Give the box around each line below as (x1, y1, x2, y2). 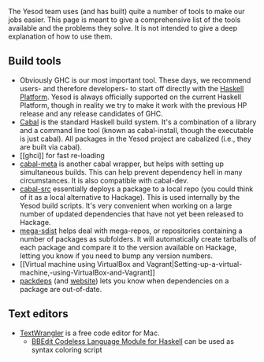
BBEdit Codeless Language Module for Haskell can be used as (31, 336, 235, 345)
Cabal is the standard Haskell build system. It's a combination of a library (19, 117, 257, 127)
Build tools (8, 54, 61, 68)
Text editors (8, 307, 69, 321)
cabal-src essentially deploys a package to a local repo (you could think (19, 184, 254, 194)
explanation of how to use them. (8, 31, 113, 41)
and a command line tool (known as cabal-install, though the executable (19, 125, 254, 135)
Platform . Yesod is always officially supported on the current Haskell (19, 92, 242, 102)
